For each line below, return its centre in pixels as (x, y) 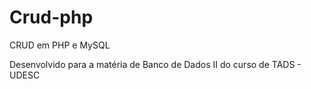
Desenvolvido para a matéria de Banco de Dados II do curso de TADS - (155, 64)
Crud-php (51, 17)
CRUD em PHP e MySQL (60, 45)
